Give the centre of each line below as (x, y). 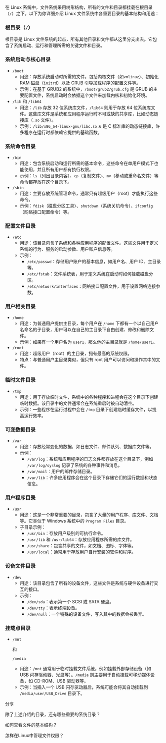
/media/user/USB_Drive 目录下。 (52, 693)
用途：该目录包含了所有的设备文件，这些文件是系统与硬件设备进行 (87, 583)
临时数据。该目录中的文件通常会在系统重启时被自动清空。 (78, 403)
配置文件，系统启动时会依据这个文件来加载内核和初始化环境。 (87, 95)
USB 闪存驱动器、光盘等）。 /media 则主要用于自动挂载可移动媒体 (85, 675)
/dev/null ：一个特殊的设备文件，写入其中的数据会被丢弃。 (87, 614)
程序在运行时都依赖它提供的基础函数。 (63, 132)
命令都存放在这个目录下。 (46, 182)
